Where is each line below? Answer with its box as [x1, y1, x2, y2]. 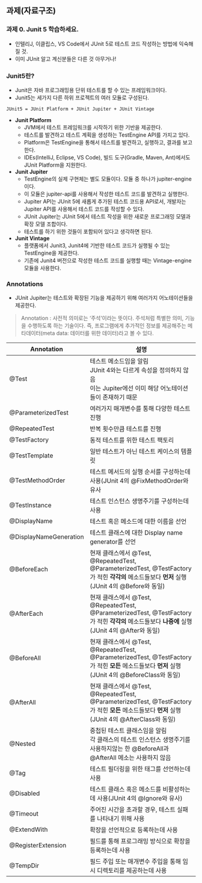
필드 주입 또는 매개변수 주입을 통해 [90, 857, 182, 866]
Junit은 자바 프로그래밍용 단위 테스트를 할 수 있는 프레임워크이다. [14, 86, 167, 93]
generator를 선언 [90, 538, 136, 546]
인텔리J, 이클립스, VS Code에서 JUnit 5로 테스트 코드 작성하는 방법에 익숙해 [14, 40, 194, 47]
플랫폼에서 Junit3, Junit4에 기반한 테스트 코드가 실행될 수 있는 [23, 241, 170, 249]
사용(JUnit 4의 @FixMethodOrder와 [90, 477, 189, 485]
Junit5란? [6, 72, 35, 80]
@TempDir [9, 861, 40, 870]
